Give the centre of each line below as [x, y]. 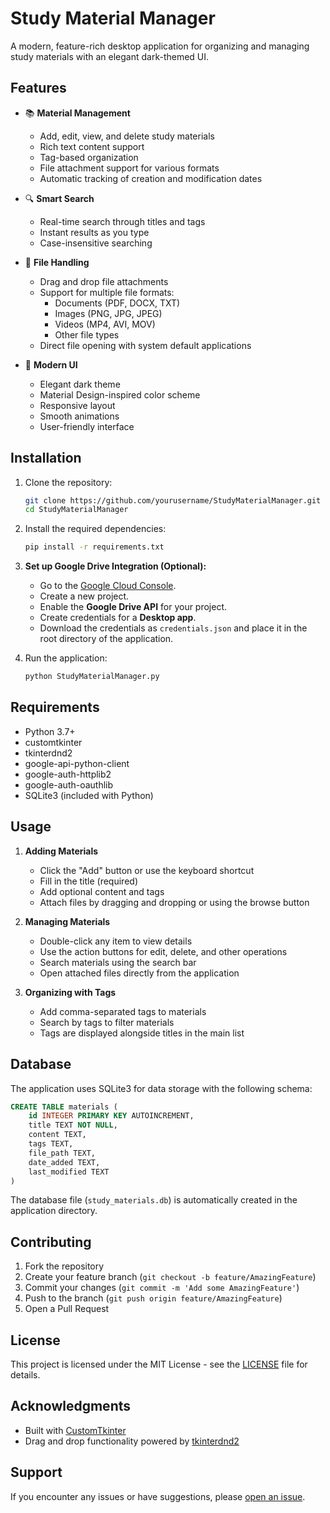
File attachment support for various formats [129, 168]
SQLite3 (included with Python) [89, 795]
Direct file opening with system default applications [145, 345]
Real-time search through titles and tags [122, 221]
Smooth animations [79, 416]
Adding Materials [61, 851]
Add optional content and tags [102, 891]
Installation [46, 458]
